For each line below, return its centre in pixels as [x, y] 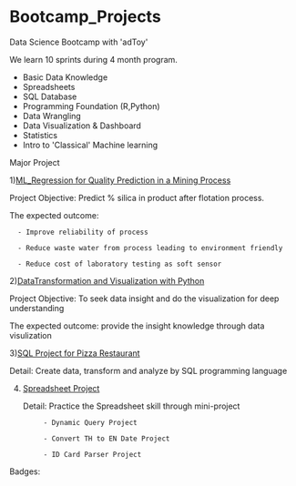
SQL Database [50, 96]
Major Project [35, 162]
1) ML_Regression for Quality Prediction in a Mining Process [120, 180]
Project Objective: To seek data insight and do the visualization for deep [144, 299]
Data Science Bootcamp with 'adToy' [79, 42]
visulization [31, 335]
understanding [37, 308]
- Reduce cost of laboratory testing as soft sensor [120, 264]
